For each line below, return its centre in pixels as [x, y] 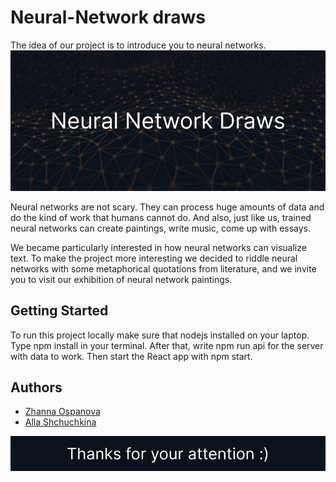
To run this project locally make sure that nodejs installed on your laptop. [160, 335]
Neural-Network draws [108, 17]
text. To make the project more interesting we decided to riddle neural [154, 258]
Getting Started [59, 311]
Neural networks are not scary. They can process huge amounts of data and [167, 207]
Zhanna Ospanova [62, 412]
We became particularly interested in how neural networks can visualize [158, 247]
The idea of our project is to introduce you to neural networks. [138, 45]
